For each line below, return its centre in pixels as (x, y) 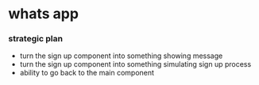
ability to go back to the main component (87, 73)
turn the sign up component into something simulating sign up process (135, 64)
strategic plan (36, 39)
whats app (44, 14)
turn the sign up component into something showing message (121, 56)
